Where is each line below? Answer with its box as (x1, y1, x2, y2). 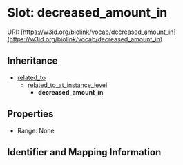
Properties (7, 108, 54, 120)
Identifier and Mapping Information (7, 146, 162, 158)
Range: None (17, 126, 55, 135)
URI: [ (7, 28, 23, 36)
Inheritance (7, 55, 58, 67)
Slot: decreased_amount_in (7, 5, 168, 21)
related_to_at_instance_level (27, 81, 108, 89)
